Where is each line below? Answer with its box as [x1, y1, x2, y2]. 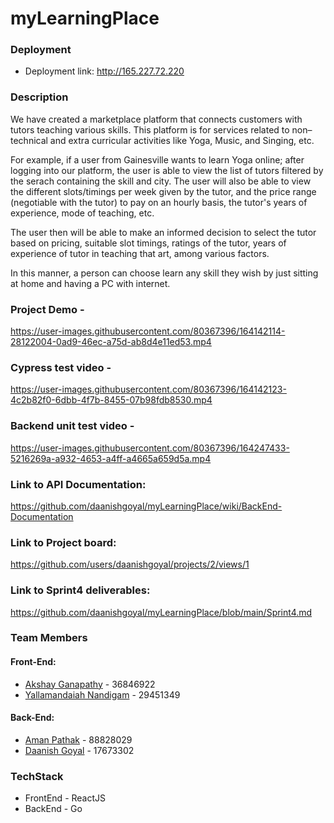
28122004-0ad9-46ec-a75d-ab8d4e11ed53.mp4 [10, 336, 212, 348]
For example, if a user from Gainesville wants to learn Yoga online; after [10, 153, 305, 166]
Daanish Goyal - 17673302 [24, 744, 135, 756]
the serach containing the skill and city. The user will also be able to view [10, 175, 312, 187]
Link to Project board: [10, 535, 117, 549]
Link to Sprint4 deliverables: [10, 583, 151, 597]
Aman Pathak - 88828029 [24, 733, 133, 746]
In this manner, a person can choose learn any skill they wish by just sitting [10, 267, 319, 279]
